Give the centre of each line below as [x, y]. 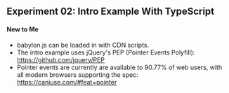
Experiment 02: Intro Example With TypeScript [111, 12]
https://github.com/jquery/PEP [61, 59]
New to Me [23, 29]
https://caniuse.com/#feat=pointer [67, 82]
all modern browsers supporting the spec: [77, 74]
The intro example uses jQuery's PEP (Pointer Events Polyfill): [106, 52]
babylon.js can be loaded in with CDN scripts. [83, 45]
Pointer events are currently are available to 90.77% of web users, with [119, 67]
